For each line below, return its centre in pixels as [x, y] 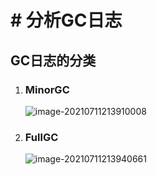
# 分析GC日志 [66, 20]
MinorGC [47, 89]
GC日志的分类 [53, 60]
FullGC [41, 137]
